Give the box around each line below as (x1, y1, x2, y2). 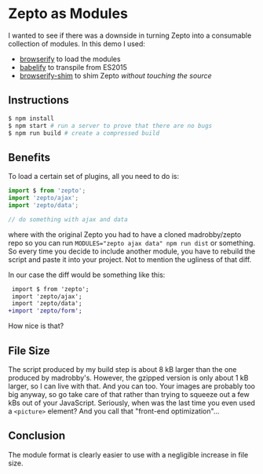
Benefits (8, 151, 51, 164)
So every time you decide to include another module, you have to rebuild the (8, 246, 256, 256)
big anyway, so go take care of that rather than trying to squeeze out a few (8, 390, 250, 399)
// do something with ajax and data (8, 215, 128, 224)
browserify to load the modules (19, 54, 121, 64)
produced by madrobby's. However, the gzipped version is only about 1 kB (8, 374, 249, 382)
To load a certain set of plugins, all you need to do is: (8, 172, 179, 181)
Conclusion (8, 429, 66, 443)
